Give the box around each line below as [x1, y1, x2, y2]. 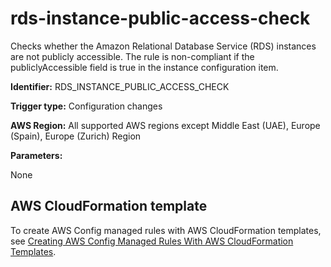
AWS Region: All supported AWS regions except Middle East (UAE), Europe [10, 119, 321, 131]
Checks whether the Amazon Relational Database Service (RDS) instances [10, 40, 317, 52]
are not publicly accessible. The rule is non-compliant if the [10, 50, 255, 62]
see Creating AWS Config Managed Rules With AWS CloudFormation [10, 235, 294, 247]
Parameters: [10, 149, 63, 161]
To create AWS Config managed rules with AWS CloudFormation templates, [10, 224, 322, 236]
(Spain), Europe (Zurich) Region [10, 130, 142, 142]
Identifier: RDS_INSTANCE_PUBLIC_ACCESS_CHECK [10, 80, 230, 92]
